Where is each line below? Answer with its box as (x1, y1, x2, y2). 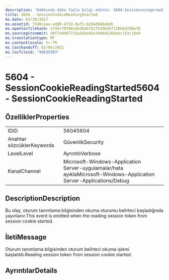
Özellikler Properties (5, 113, 69, 122)
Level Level (8, 150, 33, 157)
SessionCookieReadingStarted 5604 (5, 82, 160, 93)
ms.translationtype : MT (5, 36, 55, 41)
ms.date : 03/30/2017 (5, 17, 49, 22)
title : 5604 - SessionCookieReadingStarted (5, 12, 98, 17)
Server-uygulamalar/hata (63, 164, 124, 172)
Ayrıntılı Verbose (63, 150, 101, 157)
